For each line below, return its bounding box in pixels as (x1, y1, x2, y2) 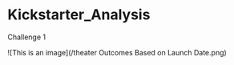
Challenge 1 (7, 32, 46, 42)
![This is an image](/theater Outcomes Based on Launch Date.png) (7, 47, 228, 57)
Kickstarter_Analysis (7, 6, 151, 24)
